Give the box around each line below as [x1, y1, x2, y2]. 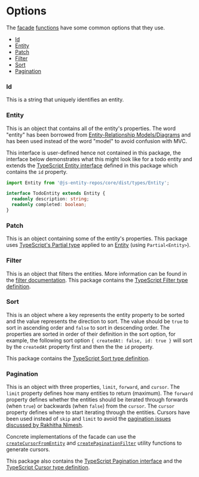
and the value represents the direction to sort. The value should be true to [6, 318, 189, 325]
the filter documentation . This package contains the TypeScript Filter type [6, 276, 188, 283]
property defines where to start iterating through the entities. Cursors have [6, 409, 190, 416]
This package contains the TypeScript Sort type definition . [6, 355, 151, 362]
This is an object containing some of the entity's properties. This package [6, 235, 188, 242]
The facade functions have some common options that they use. [6, 24, 166, 31]
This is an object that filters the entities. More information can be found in [6, 270, 187, 277]
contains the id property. [6, 168, 68, 175]
